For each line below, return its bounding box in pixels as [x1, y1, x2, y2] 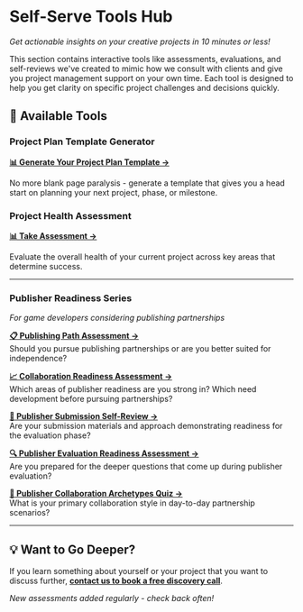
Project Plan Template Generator [9, 135, 155, 148]
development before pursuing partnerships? [9, 394, 173, 405]
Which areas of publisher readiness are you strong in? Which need [9, 384, 257, 395]
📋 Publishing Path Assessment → [9, 331, 140, 342]
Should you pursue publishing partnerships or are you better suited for [9, 343, 271, 354]
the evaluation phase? [9, 430, 92, 441]
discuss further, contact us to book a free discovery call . [9, 575, 224, 587]
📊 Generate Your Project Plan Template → [9, 156, 170, 168]
